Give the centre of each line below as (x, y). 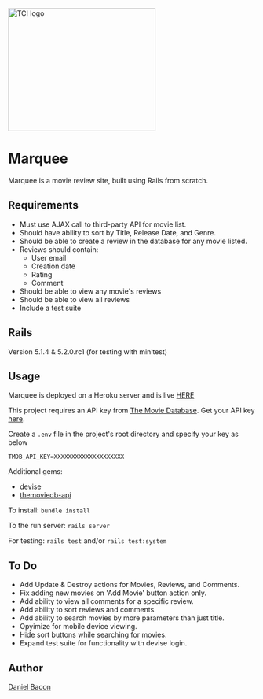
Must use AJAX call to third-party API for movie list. (103, 224)
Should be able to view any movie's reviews (90, 291)
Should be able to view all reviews (75, 299)
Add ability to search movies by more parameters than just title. (122, 618)
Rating (42, 274)
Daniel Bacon (29, 687)
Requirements (43, 205)
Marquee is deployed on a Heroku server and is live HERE (101, 395)
